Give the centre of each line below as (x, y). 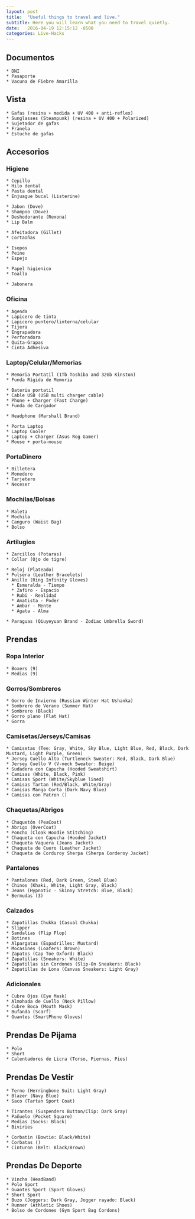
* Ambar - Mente (31, 606)
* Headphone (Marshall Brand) (43, 416)
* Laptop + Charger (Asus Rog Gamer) (53, 437)
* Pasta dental (25, 191)
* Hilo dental (24, 186)
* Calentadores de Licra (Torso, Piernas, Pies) (67, 1059)
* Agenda (17, 311)
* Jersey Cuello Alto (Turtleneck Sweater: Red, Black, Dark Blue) (91, 759)
